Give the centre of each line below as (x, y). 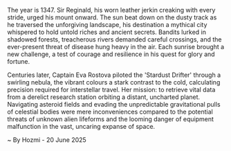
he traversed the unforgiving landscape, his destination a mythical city (107, 25)
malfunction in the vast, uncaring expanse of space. (81, 126)
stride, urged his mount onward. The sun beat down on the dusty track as (112, 17)
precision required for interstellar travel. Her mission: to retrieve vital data (111, 90)
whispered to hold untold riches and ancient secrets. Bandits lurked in (107, 32)
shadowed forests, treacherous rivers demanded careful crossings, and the (114, 39)
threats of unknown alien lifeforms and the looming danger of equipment (111, 119)
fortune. (18, 61)
